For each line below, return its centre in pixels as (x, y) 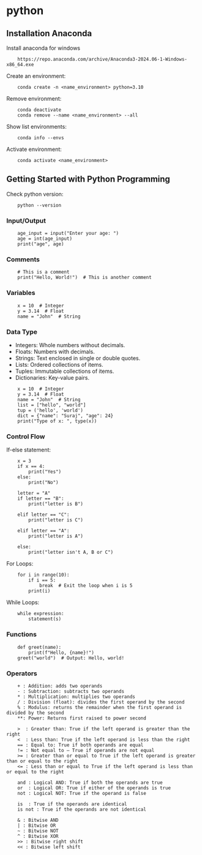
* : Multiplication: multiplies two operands (77, 697)
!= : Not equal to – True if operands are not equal (86, 750)
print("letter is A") (56, 536)
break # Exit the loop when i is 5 (86, 586)
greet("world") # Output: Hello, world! (71, 658)
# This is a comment (43, 272)
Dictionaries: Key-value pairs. (52, 378)
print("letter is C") (56, 520)
